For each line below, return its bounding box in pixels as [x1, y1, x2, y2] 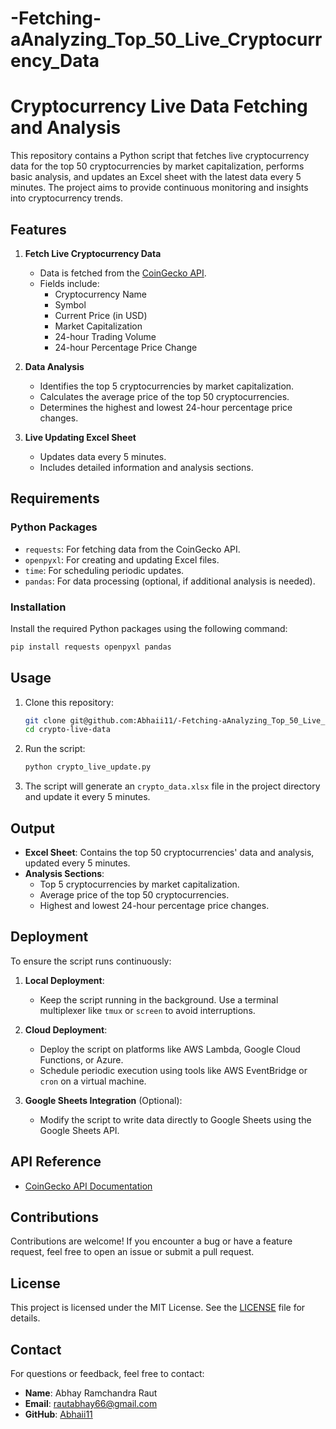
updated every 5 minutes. [24, 857, 131, 869]
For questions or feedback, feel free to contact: [10, 1368, 205, 1380]
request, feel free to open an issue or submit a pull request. [10, 1246, 255, 1258]
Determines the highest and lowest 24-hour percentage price [39, 401, 293, 413]
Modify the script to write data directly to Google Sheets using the [39, 1113, 312, 1126]
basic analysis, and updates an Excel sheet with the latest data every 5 [10, 171, 302, 183]
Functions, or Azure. [39, 1053, 124, 1066]
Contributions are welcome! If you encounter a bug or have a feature [10, 1235, 293, 1247]
